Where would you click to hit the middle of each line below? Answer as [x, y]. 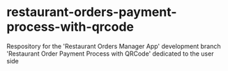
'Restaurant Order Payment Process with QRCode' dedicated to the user [110, 54]
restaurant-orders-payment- [92, 12]
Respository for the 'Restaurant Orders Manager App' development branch [114, 46]
